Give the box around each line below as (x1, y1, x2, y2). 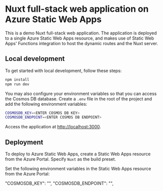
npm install (5, 77, 29, 82)
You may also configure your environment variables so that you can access (5, 91, 157, 96)
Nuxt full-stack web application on (5, 3, 149, 15)
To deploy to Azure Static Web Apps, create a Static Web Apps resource (5, 151, 151, 157)
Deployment (5, 138, 44, 146)
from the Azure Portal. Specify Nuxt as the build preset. (5, 156, 116, 162)
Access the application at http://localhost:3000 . (5, 124, 101, 130)
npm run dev (5, 82, 29, 87)
